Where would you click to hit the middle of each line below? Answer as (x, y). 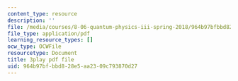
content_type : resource (42, 14)
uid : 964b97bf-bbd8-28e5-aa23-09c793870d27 (73, 66)
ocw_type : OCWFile (34, 46)
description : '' (31, 20)
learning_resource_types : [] (50, 40)
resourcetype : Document (42, 54)
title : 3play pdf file (41, 60)
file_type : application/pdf (49, 33)
